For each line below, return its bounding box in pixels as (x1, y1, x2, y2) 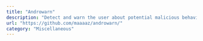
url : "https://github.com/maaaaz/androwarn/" (6, 20, 123, 26)
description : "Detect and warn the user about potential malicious (6, 14, 180, 20)
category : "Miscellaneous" (6, 25, 74, 32)
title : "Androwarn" (6, 8, 56, 15)
